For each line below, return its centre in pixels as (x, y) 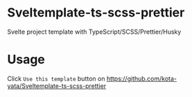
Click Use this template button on (56, 78)
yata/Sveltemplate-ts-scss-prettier (56, 86)
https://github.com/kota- (142, 78)
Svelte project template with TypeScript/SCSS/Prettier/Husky (94, 32)
